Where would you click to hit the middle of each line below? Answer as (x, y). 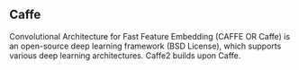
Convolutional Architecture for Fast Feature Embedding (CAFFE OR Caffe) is (150, 36)
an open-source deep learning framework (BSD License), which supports (145, 46)
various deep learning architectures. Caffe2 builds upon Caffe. (125, 55)
